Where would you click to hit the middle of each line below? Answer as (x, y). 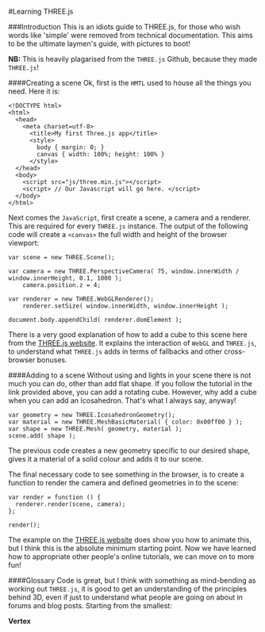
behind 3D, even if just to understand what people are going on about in (126, 597)
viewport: (24, 243)
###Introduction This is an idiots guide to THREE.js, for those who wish (124, 27)
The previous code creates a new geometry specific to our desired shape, (129, 450)
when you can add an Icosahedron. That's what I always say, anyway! (122, 400)
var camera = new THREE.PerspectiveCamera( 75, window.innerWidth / (124, 271)
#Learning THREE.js (41, 11)
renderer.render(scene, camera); (71, 504)
